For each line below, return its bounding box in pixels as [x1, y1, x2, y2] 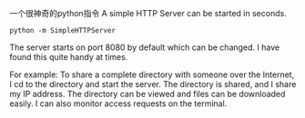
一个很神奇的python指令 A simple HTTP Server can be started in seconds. [9, 8, 287, 18]
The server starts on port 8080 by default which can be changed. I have [9, 42, 280, 53]
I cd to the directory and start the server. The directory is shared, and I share [9, 79, 297, 89]
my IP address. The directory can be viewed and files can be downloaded [9, 89, 286, 99]
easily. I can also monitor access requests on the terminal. [9, 98, 228, 109]
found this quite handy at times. [9, 52, 128, 62]
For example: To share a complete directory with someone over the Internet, [9, 69, 295, 80]
